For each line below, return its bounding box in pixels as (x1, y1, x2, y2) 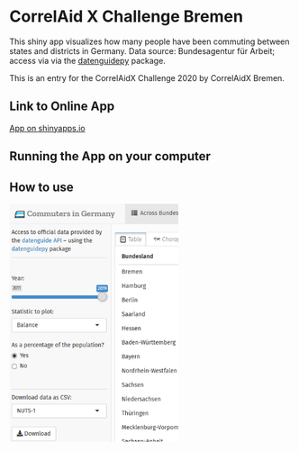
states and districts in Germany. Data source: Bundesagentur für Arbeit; (9, 45, 276, 56)
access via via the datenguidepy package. (9, 55, 167, 66)
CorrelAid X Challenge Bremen (9, 6, 243, 27)
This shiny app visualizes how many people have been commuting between (9, 36, 290, 47)
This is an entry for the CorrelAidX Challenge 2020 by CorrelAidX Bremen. (9, 72, 285, 83)
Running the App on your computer (9, 149, 212, 164)
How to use (9, 179, 74, 194)
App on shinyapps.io (9, 122, 86, 133)
